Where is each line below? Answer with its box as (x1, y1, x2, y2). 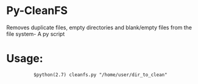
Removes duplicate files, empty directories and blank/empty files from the (6, 24, 193, 31)
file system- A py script (6, 30, 65, 37)
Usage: (6, 52, 44, 66)
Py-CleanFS (6, 4, 68, 18)
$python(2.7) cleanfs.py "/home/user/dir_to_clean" (33, 71, 168, 78)
